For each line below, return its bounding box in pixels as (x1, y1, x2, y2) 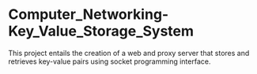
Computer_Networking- (8, 6, 169, 24)
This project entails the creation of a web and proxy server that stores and (8, 48, 250, 57)
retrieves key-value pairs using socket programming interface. (8, 57, 211, 66)
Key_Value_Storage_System (8, 22, 195, 40)
